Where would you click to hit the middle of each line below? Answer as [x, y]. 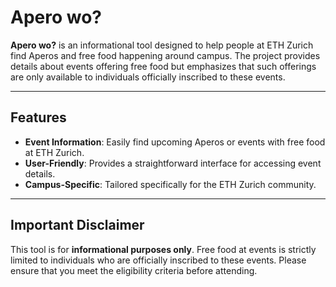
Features [38, 117]
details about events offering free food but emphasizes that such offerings [163, 66]
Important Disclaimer [77, 225]
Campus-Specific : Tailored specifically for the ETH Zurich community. [170, 184]
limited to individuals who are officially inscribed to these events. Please [158, 260]
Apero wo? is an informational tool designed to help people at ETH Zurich [162, 45]
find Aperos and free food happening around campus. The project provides [165, 55]
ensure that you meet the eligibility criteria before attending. [134, 270]
